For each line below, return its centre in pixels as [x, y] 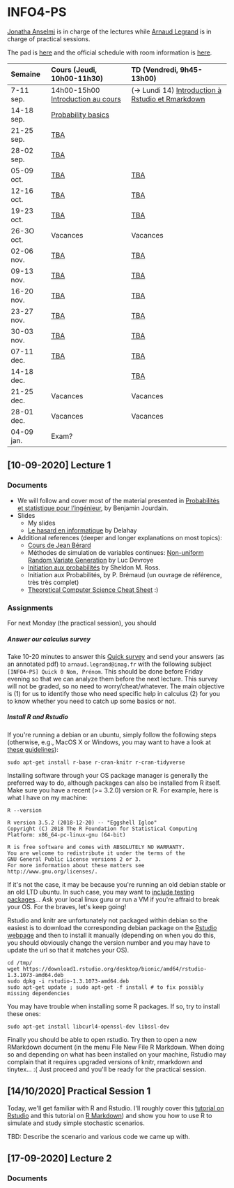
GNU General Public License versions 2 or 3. [74, 859]
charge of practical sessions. [49, 38]
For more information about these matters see [76, 865]
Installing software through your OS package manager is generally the [108, 775]
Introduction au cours [86, 99]
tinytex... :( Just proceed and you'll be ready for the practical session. [107, 1069]
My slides [41, 523]
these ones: [24, 1013]
